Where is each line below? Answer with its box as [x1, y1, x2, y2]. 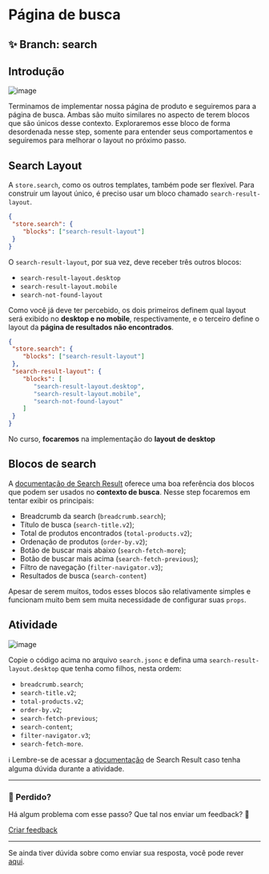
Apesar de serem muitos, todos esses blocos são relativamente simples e [8, 586, 251, 596]
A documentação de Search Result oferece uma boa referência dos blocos [8, 479, 255, 488]
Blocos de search [8, 457, 97, 471]
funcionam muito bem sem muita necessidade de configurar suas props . [8, 595, 247, 605]
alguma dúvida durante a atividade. [8, 763, 125, 773]
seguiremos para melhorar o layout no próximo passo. [8, 136, 187, 145]
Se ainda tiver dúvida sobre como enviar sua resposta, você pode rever [8, 848, 244, 857]
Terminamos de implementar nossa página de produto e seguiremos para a [8, 102, 256, 111]
